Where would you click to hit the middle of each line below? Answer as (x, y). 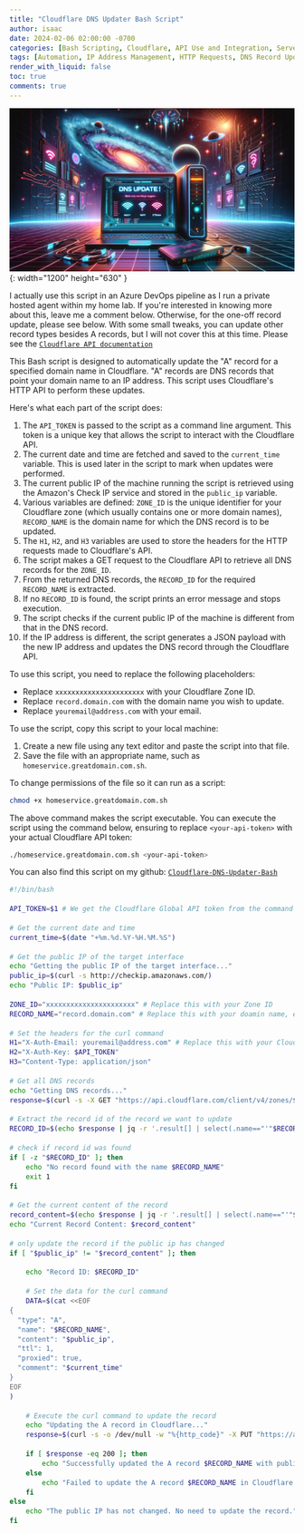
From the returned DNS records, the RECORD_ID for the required (139, 579)
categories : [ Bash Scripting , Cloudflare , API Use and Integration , (141, 48)
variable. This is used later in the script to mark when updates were (148, 463)
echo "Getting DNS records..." (68, 1091)
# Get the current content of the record (89, 1206)
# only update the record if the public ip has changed (117, 1243)
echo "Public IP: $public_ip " (66, 985)
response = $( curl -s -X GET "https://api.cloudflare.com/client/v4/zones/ (152, 1100)
